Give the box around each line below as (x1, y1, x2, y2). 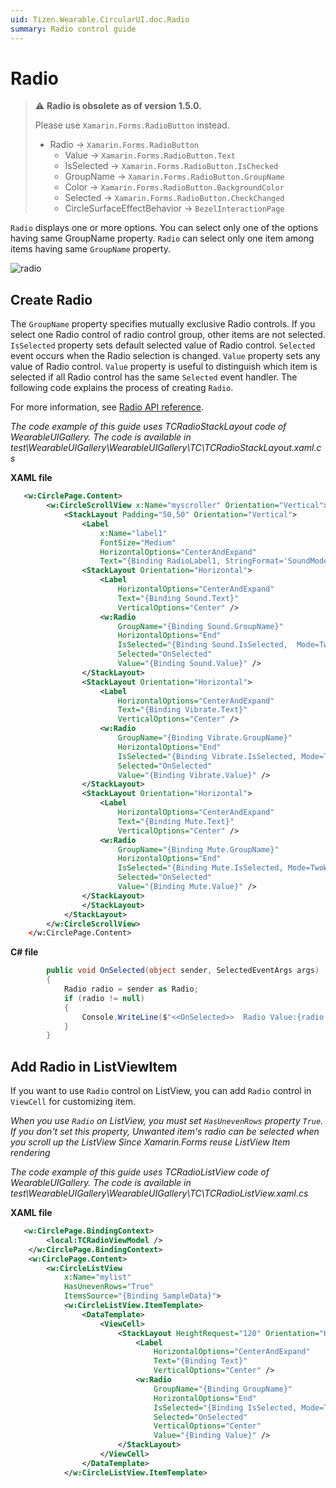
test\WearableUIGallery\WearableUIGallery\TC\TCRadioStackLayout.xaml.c (10, 442, 322, 454)
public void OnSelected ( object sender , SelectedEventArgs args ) (46, 966, 320, 976)
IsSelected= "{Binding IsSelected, (153, 1402, 298, 1413)
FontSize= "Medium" (99, 537, 177, 548)
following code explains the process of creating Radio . (10, 382, 234, 394)
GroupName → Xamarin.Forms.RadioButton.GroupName (64, 171, 285, 183)
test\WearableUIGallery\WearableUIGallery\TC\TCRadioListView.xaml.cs (10, 1187, 309, 1200)
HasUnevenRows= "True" (63, 1282, 155, 1292)
